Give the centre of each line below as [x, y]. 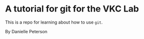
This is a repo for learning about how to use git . [54, 22]
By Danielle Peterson [26, 31]
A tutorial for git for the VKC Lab [72, 9]
